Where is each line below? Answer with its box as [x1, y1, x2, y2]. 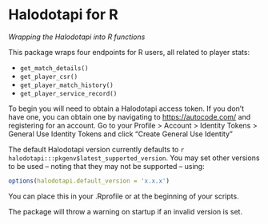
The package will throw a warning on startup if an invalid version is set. [8, 206, 242, 216]
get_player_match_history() [19, 81, 114, 89]
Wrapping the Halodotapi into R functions [8, 32, 146, 41]
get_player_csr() [19, 73, 78, 81]
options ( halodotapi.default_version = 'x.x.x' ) [8, 177, 170, 185]
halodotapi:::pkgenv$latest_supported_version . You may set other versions [8, 153, 260, 163]
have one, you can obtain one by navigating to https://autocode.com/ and [8, 112, 250, 121]
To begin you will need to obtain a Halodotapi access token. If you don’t [8, 104, 244, 113]
